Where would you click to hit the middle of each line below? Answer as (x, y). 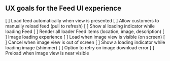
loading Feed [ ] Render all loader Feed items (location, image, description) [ (85, 31)
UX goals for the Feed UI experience (63, 8)
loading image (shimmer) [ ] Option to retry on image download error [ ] (80, 47)
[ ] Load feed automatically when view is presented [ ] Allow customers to (82, 20)
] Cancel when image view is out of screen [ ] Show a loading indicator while (85, 42)
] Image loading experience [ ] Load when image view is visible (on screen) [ (85, 37)
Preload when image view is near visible (47, 53)
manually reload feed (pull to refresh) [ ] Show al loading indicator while (80, 26)
